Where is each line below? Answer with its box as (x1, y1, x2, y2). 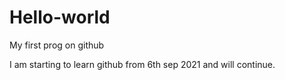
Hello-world (9, 6, 111, 29)
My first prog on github (9, 39, 105, 51)
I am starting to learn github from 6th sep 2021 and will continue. (9, 58, 276, 70)
